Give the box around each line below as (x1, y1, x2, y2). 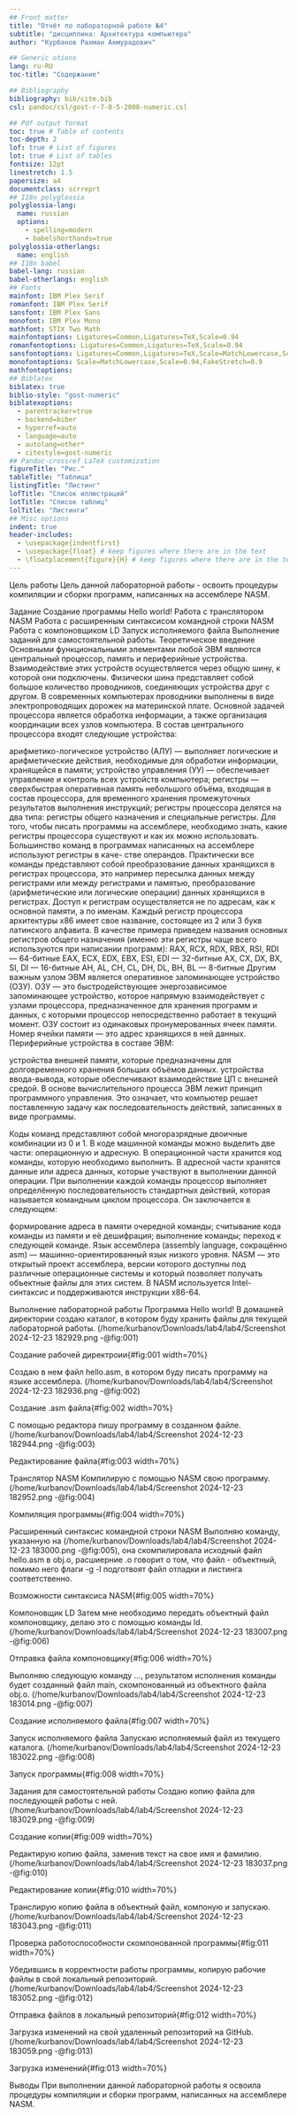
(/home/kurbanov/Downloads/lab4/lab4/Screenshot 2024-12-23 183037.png (9, 1857, 288, 1868)
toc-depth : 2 (9, 135, 57, 144)
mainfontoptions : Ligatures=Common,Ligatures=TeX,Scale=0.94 (9, 333, 240, 342)
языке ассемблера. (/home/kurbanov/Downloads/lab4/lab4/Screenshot (9, 1375, 273, 1387)
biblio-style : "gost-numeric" (9, 391, 121, 400)
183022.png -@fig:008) (9, 1751, 95, 1762)
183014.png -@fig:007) (9, 1698, 94, 1708)
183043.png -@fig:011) (9, 1920, 93, 1931)
